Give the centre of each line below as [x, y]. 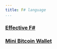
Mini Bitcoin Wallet [28, 41]
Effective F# [20, 27]
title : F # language [26, 10]
